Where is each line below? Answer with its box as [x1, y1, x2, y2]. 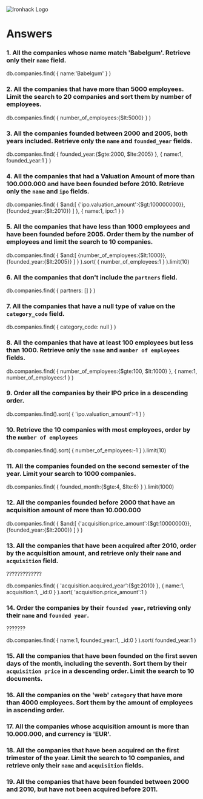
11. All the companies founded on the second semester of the [6, 462, 190, 470]
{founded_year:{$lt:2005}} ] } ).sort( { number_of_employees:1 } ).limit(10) [6, 258, 190, 265]
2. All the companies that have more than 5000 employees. [6, 85, 184, 93]
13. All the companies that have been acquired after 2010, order [6, 541, 197, 550]
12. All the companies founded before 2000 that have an [6, 498, 175, 507]
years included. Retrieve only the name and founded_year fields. [6, 136, 193, 145]
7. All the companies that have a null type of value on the [6, 302, 176, 310]
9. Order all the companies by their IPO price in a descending [6, 389, 188, 397]
